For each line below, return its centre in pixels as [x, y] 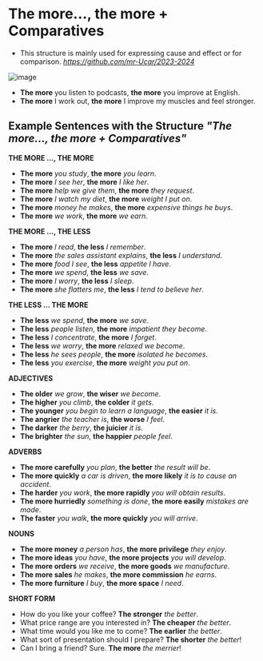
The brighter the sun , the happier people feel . [96, 436]
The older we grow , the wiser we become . [90, 393]
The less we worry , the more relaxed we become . [102, 345]
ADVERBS [25, 452]
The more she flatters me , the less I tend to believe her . [112, 289]
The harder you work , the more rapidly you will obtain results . [123, 492]
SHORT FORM [32, 598]
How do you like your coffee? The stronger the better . [109, 614]
